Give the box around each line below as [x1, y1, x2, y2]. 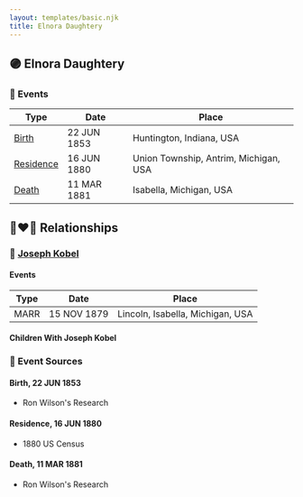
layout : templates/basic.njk [9, 13, 119, 23]
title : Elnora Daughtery [9, 22, 103, 31]
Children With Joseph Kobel [9, 333, 117, 344]
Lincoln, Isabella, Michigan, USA [116, 308, 253, 320]
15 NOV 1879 [49, 308, 109, 320]
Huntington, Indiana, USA [132, 132, 240, 144]
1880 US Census [22, 438, 85, 449]
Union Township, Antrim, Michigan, [132, 152, 281, 165]
